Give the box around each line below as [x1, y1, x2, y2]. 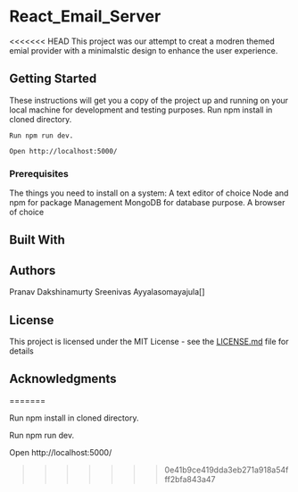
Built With [9, 232, 65, 247]
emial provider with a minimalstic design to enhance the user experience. [9, 45, 278, 55]
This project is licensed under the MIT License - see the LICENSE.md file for [9, 337, 289, 347]
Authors [9, 263, 56, 278]
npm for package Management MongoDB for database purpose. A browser [9, 197, 286, 208]
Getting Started [9, 71, 97, 87]
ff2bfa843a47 [164, 473, 216, 484]
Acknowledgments [9, 371, 118, 387]
